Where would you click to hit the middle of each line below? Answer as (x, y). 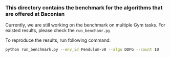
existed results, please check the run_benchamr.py (58, 31)
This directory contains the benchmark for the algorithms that (84, 8)
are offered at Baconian (35, 14)
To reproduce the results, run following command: (58, 40)
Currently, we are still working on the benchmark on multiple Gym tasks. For (85, 25)
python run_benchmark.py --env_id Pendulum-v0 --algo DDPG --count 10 (82, 50)
